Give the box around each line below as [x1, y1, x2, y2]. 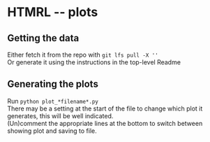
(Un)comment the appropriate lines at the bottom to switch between [7, 119, 203, 127]
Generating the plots [7, 78, 99, 90]
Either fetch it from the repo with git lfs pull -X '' [7, 50, 158, 59]
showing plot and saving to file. [7, 127, 98, 135]
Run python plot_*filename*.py [7, 97, 99, 105]
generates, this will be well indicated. [7, 111, 114, 120]
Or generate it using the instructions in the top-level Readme [7, 58, 181, 66]
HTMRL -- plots [7, 4, 98, 20]
